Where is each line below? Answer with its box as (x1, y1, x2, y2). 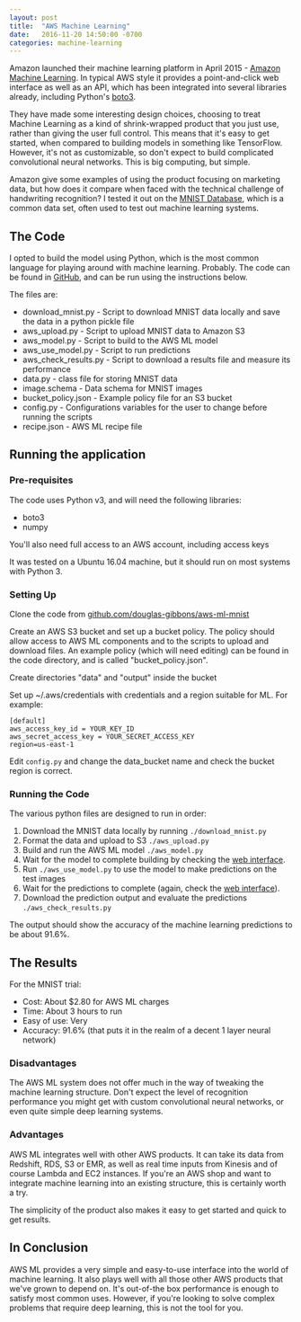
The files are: (9, 289, 58, 300)
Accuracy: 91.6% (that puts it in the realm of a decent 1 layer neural (22, 1025, 271, 1036)
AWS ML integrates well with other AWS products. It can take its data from (9, 1149, 285, 1159)
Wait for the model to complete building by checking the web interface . (22, 855, 286, 865)
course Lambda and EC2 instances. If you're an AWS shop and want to (9, 1167, 271, 1178)
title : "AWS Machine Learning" (9, 22, 130, 31)
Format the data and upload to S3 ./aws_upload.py (22, 835, 209, 846)
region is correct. (9, 766, 74, 776)
